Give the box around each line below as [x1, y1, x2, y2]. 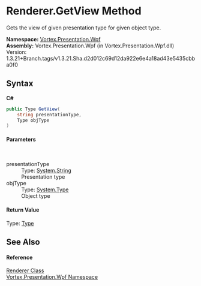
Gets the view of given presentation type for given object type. [6, 24, 161, 31]
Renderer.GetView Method [6, 4, 142, 18]
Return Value [6, 206, 40, 213]
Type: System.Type [21, 186, 69, 193]
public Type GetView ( [6, 106, 61, 112]
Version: [6, 48, 27, 55]
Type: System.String [21, 167, 72, 174]
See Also [6, 237, 40, 247]
